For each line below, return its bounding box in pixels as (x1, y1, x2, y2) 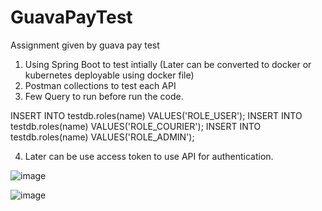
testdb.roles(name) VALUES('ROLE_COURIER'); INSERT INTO (10, 120, 262, 132)
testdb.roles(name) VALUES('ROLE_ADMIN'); (10, 131, 195, 143)
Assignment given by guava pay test (10, 39, 160, 51)
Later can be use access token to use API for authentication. (24, 150, 274, 162)
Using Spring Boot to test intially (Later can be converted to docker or (24, 58, 312, 70)
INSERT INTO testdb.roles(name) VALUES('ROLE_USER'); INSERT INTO (10, 109, 303, 121)
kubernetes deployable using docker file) (24, 69, 195, 81)
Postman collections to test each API (24, 79, 177, 91)
